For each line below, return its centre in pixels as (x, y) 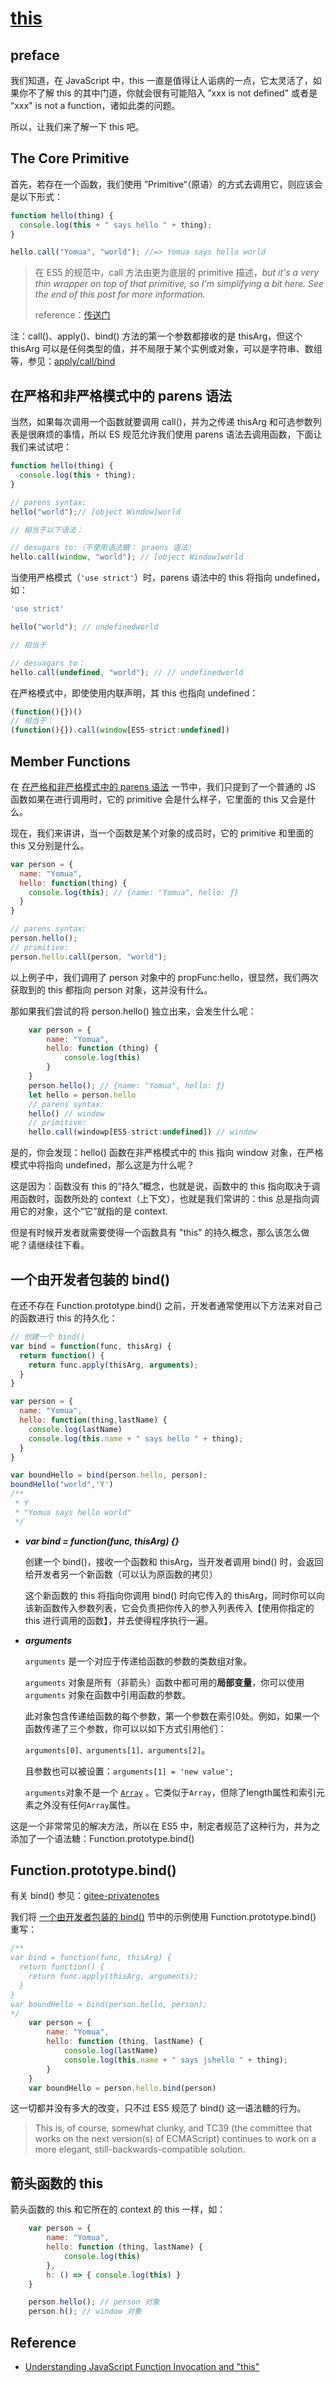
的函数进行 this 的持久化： (64, 1318)
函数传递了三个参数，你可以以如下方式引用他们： (125, 1728)
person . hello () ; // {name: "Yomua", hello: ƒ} (127, 1085)
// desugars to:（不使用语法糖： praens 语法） (103, 548)
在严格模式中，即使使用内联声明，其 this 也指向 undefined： (134, 693)
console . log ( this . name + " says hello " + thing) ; (136, 1438)
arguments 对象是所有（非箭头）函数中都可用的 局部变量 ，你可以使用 (164, 1682)
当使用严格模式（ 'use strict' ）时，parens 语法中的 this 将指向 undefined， (168, 578)
